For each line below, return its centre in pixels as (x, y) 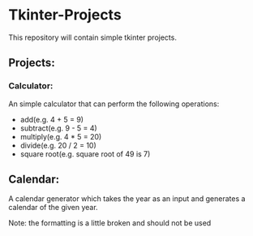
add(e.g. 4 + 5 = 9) (51, 119)
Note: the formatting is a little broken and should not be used (110, 223)
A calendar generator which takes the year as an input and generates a (127, 199)
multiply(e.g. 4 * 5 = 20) (61, 136)
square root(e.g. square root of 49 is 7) (85, 154)
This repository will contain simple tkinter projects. (92, 37)
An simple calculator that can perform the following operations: (114, 104)
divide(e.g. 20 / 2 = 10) (58, 145)
